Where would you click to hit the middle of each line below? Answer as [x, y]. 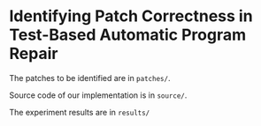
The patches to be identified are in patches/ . [90, 78]
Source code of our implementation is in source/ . [98, 95]
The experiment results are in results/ [80, 112]
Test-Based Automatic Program [127, 35]
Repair [34, 54]
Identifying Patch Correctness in [131, 16]
